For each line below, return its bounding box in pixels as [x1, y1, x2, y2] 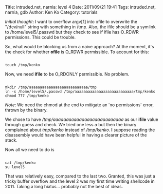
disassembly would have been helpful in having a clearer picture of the [5, 132, 147, 138]
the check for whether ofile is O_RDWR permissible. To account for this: [5, 49, 149, 55]
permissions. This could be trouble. [5, 34, 76, 40]
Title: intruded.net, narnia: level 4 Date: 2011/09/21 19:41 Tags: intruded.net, [5, 4, 156, 10]
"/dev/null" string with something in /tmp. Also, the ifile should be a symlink [5, 24, 156, 30]
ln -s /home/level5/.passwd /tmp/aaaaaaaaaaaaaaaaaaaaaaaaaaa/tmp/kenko [5, 89, 156, 94]
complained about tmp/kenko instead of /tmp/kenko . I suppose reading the [5, 127, 155, 133]
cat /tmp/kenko [5, 160, 36, 165]
